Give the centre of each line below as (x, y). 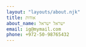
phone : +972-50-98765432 (38, 35)
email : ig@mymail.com (34, 29)
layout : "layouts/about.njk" (43, 12)
